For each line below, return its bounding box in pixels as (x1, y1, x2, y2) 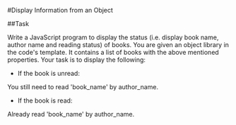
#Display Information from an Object (7, 6, 113, 14)
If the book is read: (17, 96, 73, 105)
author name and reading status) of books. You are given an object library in (7, 41, 230, 48)
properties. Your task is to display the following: (7, 55, 146, 64)
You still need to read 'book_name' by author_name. (7, 83, 159, 91)
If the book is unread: (17, 70, 80, 77)
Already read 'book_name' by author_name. (7, 110, 135, 118)
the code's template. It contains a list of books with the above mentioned (7, 48, 219, 56)
